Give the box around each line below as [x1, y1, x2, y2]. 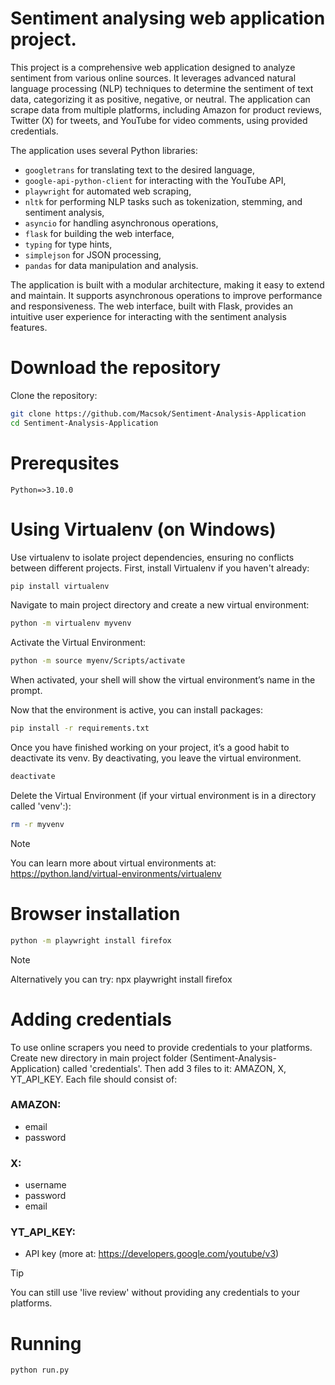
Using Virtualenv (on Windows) [10, 518, 277, 541]
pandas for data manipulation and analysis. [24, 259, 199, 271]
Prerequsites [10, 452, 120, 474]
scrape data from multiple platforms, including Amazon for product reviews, [10, 103, 323, 116]
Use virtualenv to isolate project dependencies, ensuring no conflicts [10, 551, 295, 563]
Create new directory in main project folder [10, 1052, 188, 1064]
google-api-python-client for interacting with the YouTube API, [24, 174, 287, 186]
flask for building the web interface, [24, 227, 175, 239]
